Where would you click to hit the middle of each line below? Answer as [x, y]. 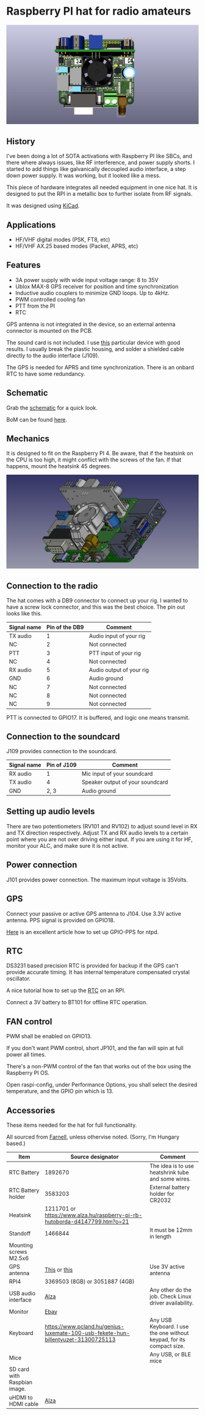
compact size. [167, 1346]
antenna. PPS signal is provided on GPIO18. [61, 920]
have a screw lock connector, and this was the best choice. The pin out [96, 607]
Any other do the [171, 1290]
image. [17, 1389]
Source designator [95, 1157]
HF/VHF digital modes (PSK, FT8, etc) [63, 239]
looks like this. [24, 613]
